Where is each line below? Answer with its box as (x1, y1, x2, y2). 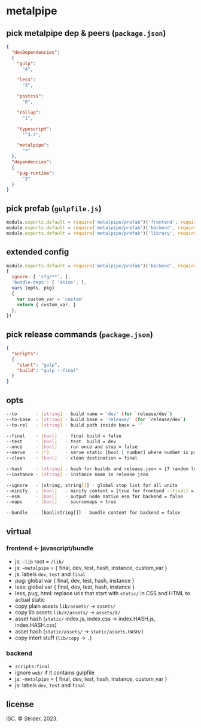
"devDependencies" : (11, 49, 60, 55)
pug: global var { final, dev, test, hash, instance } (14, 577, 135, 584)
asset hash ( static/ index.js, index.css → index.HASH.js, (14, 615, 156, 622)
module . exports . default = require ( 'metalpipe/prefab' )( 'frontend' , (6, 220, 178, 226)
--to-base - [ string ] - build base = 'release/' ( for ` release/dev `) (6, 416, 186, 422)
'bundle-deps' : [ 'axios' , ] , (11, 279, 87, 285)
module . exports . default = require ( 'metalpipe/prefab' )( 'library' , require (6, 230, 197, 236)
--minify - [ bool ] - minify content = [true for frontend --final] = (6, 488, 194, 494)
